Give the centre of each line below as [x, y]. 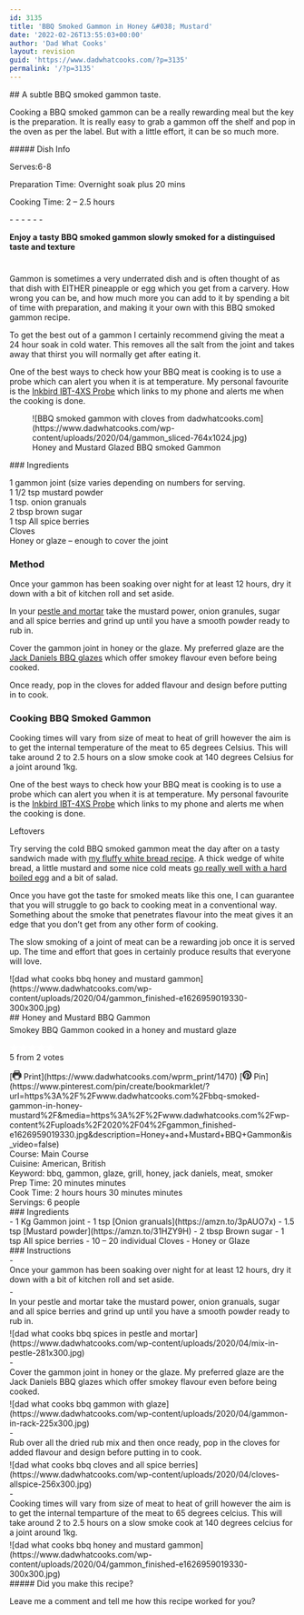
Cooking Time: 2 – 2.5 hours [62, 202]
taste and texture [42, 246]
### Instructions [40, 1250]
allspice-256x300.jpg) [51, 1484]
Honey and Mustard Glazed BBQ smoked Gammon [127, 447]
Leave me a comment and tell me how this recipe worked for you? [132, 1601]
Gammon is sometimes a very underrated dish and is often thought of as [145, 278]
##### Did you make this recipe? [72, 1584]
